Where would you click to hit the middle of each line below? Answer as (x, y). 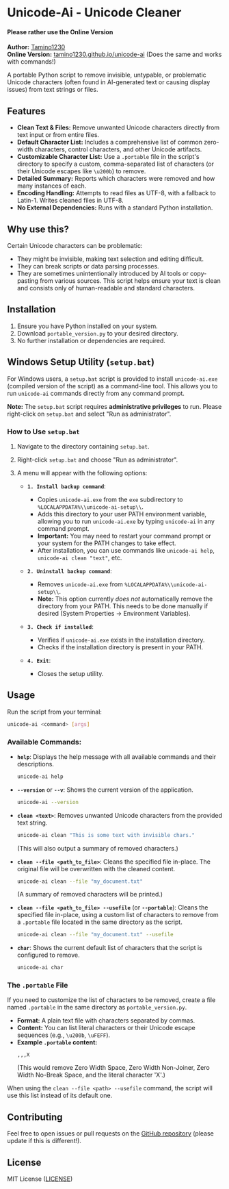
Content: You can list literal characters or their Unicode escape (106, 1028)
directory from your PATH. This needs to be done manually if (123, 606)
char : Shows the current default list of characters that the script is (110, 948)
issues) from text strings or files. (53, 90)
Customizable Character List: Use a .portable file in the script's (108, 157)
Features (26, 111)
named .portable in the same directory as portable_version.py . (97, 1007)
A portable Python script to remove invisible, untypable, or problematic (107, 75)
